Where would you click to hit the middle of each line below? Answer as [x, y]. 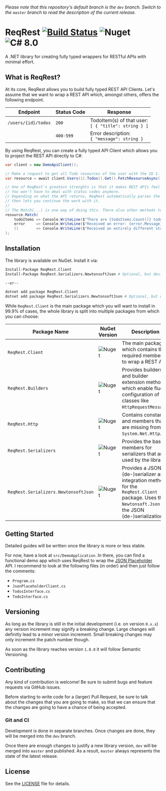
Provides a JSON [142, 468]
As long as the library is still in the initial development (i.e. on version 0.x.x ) [82, 624]
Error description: [110, 133]
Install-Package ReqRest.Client [38, 269]
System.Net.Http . [142, 434]
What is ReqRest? [33, 77]
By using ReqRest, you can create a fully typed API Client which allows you [81, 150]
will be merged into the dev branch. [41, 736]
